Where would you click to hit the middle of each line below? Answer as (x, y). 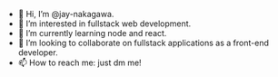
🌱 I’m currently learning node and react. (92, 33)
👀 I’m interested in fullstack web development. (104, 24)
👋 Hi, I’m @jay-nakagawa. (66, 14)
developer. (38, 53)
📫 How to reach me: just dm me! (80, 63)
